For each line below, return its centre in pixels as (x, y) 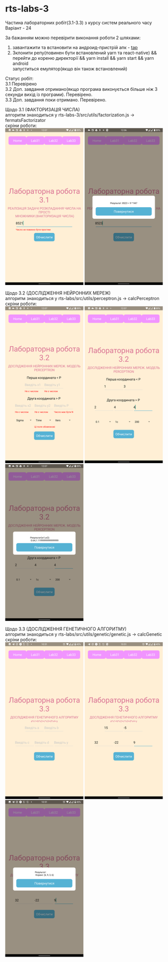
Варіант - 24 (18, 28)
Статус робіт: (19, 78)
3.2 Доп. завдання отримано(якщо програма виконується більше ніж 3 (81, 89)
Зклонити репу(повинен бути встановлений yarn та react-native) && (84, 53)
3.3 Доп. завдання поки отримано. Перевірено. (56, 100)
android (20, 63)
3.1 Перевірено (21, 84)
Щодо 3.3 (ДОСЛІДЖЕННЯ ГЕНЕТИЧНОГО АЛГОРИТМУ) (66, 629)
